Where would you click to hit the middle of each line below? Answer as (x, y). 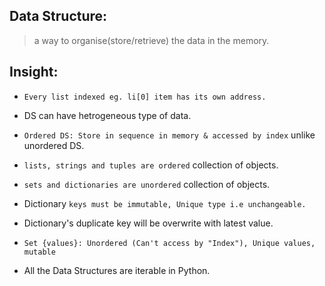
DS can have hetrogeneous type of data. (107, 115)
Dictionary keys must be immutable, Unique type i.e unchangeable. (165, 203)
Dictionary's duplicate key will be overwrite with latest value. (148, 223)
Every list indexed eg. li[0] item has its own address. (145, 97)
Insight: (34, 72)
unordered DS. (54, 145)
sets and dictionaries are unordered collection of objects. (147, 184)
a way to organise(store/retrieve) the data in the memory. (151, 40)
